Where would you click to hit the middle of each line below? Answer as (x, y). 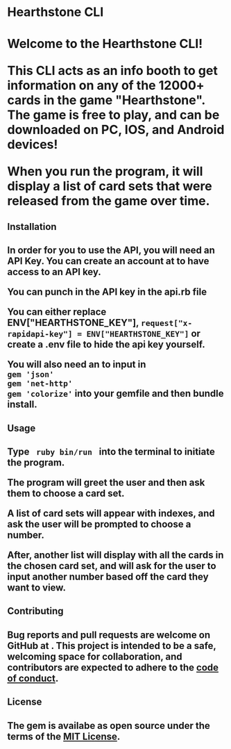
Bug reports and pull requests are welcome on (109, 635)
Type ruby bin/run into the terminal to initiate (111, 451)
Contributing (35, 611)
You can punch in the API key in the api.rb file (107, 292)
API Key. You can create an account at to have (108, 261)
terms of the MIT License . (64, 736)
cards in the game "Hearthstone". (106, 100)
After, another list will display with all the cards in (115, 555)
